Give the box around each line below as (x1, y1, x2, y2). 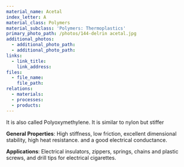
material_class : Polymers (6, 20, 70, 25)
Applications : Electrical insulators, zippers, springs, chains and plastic (6, 147, 179, 155)
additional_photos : (6, 36, 55, 42)
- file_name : (11, 75, 44, 81)
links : (6, 53, 23, 59)
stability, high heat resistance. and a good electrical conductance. (6, 136, 167, 143)
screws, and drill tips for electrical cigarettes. (6, 154, 117, 161)
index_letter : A (6, 14, 46, 20)
